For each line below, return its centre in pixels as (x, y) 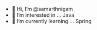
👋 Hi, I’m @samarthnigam (42, 9)
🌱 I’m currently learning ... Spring (52, 21)
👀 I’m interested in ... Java (43, 15)
